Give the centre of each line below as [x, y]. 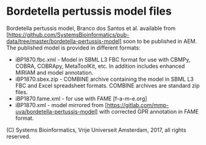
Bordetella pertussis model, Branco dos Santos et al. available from [91, 28]
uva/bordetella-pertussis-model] [56, 111]
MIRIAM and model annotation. [54, 72]
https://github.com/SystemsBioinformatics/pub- [69, 34]
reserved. [18, 136]
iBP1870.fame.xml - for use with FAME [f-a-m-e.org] [81, 99]
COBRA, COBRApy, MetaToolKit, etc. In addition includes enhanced [100, 66]
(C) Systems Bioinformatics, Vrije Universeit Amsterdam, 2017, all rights [96, 130]
